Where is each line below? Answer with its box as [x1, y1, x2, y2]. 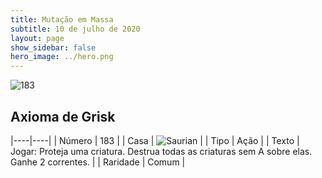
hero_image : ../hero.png [10, 52, 114, 62]
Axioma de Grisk [10, 108, 116, 125]
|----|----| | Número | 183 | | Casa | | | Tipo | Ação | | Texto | [10, 134, 300, 146]
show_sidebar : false [10, 42, 97, 53]
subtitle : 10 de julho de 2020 [10, 24, 141, 34]
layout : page [10, 33, 65, 43]
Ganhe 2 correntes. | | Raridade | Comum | [10, 156, 186, 168]
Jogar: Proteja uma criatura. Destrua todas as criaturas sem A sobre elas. [10, 145, 313, 157]
